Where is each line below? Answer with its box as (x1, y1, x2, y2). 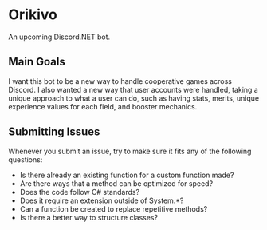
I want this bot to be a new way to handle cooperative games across (8, 76, 233, 85)
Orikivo (8, 6, 57, 24)
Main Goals (8, 55, 65, 69)
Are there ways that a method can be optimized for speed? (19, 178, 214, 188)
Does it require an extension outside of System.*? (19, 196, 184, 205)
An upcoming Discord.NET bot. (8, 32, 110, 42)
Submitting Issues (8, 125, 100, 139)
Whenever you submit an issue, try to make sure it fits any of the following (8, 146, 252, 156)
